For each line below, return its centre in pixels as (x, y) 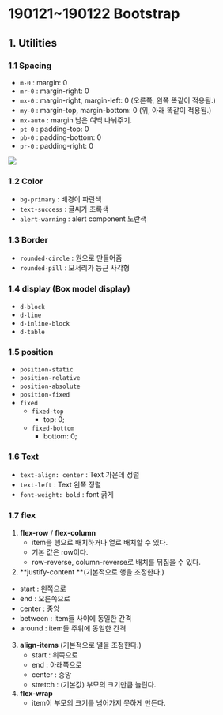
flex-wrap (36, 693)
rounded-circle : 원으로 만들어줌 (71, 258)
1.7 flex (22, 516)
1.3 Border (28, 240)
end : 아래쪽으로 (57, 664)
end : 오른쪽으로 (45, 598)
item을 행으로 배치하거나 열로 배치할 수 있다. (100, 542)
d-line (30, 315)
